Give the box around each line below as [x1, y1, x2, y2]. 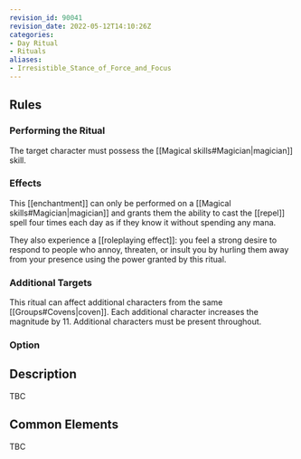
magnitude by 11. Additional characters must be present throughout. [9, 316, 262, 327]
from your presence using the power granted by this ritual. [9, 253, 227, 264]
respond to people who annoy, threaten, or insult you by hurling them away [9, 244, 289, 254]
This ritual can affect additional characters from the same [9, 297, 223, 308]
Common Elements [9, 417, 119, 433]
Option [9, 339, 41, 351]
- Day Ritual [9, 38, 59, 48]
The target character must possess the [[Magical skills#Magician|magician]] [9, 145, 294, 156]
